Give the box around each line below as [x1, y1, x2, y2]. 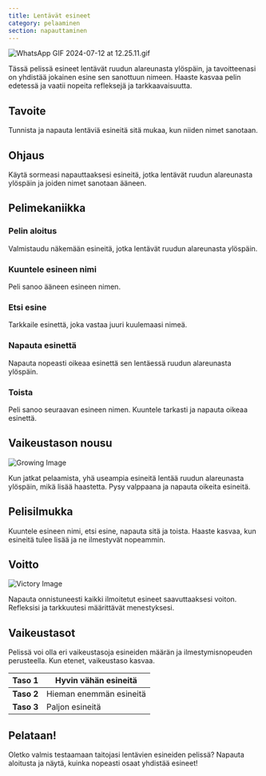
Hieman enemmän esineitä [46, 689, 146, 700]
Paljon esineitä [46, 702, 101, 713]
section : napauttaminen [8, 26, 88, 34]
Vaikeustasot [8, 626, 76, 640]
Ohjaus [8, 149, 45, 162]
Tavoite [8, 104, 46, 118]
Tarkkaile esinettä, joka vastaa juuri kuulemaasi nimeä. [8, 320, 188, 330]
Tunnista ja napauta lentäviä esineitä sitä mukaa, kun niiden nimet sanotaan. [8, 126, 258, 135]
